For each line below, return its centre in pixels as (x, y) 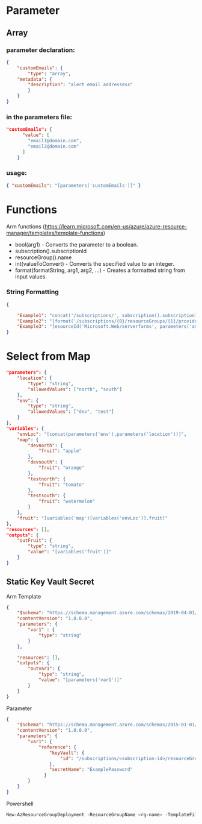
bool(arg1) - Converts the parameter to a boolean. (76, 244)
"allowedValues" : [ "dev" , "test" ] (71, 412)
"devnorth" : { (45, 445)
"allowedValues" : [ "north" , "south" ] (75, 389)
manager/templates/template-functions (55, 233)
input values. (31, 276)
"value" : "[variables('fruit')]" (70, 552)
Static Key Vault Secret (50, 582)
